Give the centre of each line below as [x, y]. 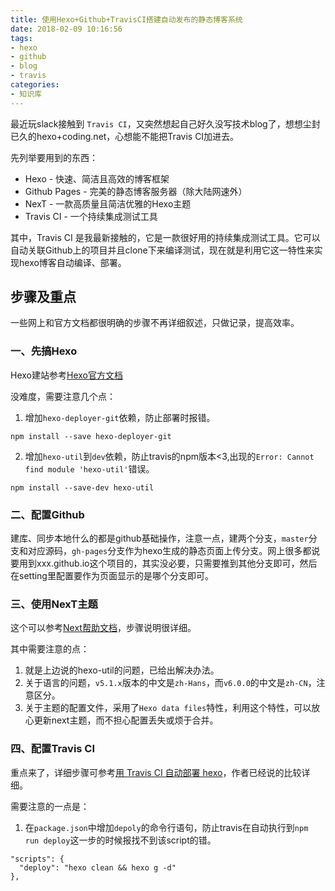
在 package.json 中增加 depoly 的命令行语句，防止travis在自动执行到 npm [166, 827]
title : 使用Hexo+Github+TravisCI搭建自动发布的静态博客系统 [126, 19]
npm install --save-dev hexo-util [82, 487]
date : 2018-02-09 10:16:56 [66, 29]
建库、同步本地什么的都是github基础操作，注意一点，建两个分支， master [159, 538]
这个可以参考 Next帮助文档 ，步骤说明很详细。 [103, 628]
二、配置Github [47, 514]
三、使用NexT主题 [54, 604]
